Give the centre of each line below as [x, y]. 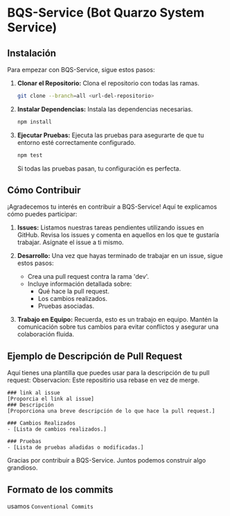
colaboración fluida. [46, 334]
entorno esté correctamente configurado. [77, 142]
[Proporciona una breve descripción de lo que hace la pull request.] [111, 411]
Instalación [32, 53]
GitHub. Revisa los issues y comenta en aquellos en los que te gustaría [118, 235]
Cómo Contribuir [44, 190]
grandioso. [23, 468]
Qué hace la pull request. [73, 291]
